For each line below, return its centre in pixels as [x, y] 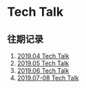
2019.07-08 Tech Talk [48, 78]
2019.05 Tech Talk [43, 63]
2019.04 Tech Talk [43, 56]
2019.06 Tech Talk [43, 70]
